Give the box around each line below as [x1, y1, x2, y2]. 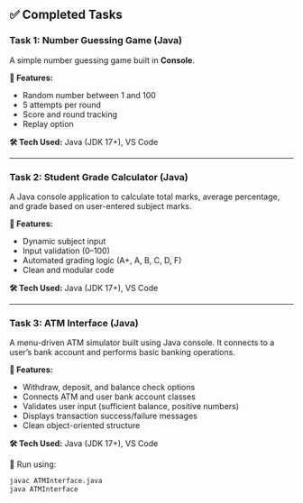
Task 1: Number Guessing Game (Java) [9, 34, 183, 47]
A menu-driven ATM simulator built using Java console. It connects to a [9, 337, 275, 348]
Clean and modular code [22, 264, 115, 275]
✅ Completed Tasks [9, 7, 124, 23]
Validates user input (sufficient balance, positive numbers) [22, 401, 240, 412]
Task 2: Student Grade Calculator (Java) [9, 170, 188, 183]
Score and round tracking [22, 108, 118, 120]
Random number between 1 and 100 [22, 89, 156, 100]
